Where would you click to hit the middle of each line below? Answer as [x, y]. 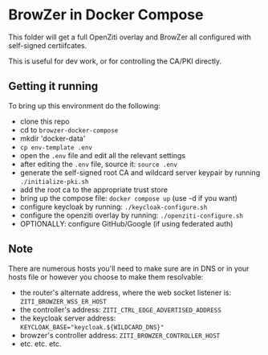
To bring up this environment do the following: [84, 105]
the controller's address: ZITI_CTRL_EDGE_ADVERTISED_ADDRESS [121, 309]
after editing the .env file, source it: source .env [99, 164]
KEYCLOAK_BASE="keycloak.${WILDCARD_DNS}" [92, 327]
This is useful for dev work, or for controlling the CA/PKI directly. [115, 61]
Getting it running [53, 86]
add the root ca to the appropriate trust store [94, 190]
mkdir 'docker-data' [53, 138]
